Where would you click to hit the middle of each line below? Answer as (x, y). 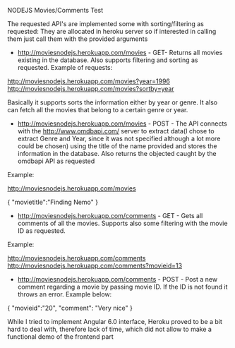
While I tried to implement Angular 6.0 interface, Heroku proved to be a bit (115, 322)
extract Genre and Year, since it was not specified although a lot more (119, 138)
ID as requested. (41, 231)
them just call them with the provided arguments (78, 39)
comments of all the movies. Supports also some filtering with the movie (122, 223)
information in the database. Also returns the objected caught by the (117, 154)
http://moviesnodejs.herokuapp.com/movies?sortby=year (91, 89)
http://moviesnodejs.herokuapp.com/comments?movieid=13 (95, 265)
